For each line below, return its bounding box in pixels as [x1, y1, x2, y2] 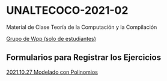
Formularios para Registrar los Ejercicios [6, 52, 161, 63]
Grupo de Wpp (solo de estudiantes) [6, 35, 96, 42]
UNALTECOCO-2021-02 [6, 4, 129, 17]
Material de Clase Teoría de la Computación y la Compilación [6, 23, 157, 31]
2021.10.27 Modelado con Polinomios [6, 68, 98, 76]
